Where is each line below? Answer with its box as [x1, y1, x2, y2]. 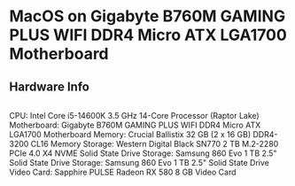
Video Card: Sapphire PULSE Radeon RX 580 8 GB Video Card [9, 167, 237, 177]
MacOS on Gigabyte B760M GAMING [9, 6, 286, 27]
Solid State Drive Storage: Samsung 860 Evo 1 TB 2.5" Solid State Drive [9, 158, 270, 167]
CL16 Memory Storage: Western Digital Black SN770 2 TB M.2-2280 [30, 139, 279, 149]
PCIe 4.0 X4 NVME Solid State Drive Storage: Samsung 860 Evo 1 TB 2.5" [9, 148, 277, 159]
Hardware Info [9, 79, 90, 94]
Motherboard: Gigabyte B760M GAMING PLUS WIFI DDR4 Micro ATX [9, 120, 261, 130]
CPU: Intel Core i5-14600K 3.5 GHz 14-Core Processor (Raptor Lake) [9, 111, 260, 120]
